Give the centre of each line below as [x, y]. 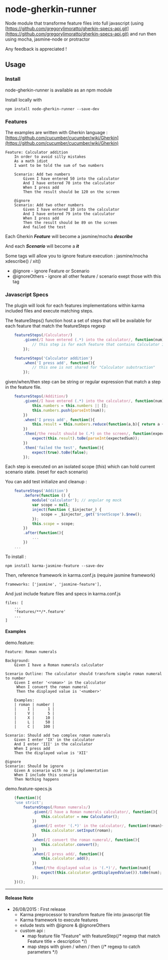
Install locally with [23, 99]
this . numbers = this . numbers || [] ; [70, 405]
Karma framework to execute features [59, 920]
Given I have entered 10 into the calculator [71, 209]
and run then [143, 34]
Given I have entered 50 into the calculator [71, 179]
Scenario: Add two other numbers [49, 205]
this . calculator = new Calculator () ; [80, 817]
